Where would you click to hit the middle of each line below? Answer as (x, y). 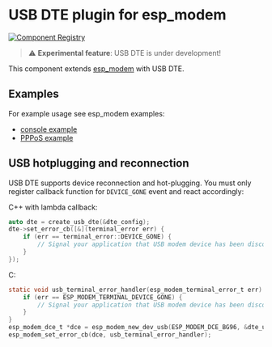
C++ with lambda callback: (53, 207)
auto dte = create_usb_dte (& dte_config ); (79, 222)
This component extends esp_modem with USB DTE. (96, 68)
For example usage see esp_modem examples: (87, 113)
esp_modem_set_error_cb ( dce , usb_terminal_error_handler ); (110, 335)
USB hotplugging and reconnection (99, 163)
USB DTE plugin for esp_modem (117, 15)
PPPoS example (47, 138)
